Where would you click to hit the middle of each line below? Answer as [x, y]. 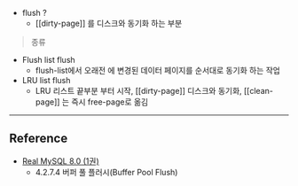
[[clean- [258, 91]
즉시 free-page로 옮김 [110, 102]
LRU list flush [46, 80]
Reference [39, 139]
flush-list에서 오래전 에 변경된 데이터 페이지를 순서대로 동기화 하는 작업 [158, 70]
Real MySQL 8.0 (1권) [60, 161]
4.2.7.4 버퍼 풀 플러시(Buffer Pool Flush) [106, 172]
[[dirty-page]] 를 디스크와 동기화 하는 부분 [109, 23]
